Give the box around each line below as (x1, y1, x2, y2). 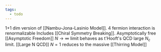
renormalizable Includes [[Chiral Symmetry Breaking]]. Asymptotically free (5, 30, 156, 36)
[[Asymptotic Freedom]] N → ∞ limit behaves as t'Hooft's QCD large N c (5, 35, 151, 42)
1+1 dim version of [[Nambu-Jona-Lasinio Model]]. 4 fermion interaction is (5, 25, 155, 31)
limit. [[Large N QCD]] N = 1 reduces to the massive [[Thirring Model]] (5, 42, 147, 48)
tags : (5, 7, 16, 12)
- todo (9, 12, 23, 17)
